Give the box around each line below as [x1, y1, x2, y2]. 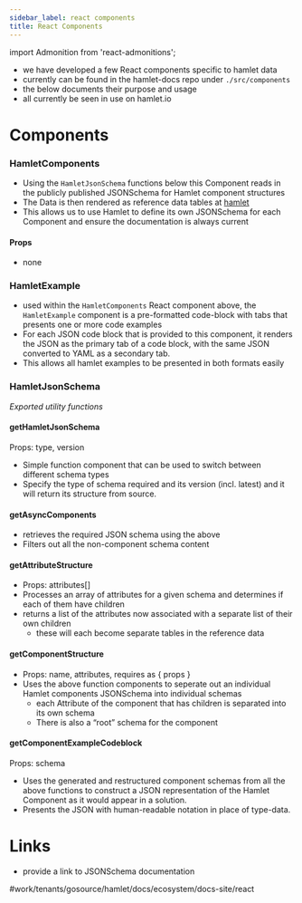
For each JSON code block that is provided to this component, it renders [22, 329, 293, 340]
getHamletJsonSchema [9, 422, 100, 433]
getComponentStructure [9, 648, 104, 659]
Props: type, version [9, 441, 85, 453]
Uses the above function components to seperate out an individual [22, 678, 271, 689]
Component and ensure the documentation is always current [22, 216, 249, 226]
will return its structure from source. [22, 488, 156, 499]
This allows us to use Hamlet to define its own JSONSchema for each [22, 206, 282, 217]
